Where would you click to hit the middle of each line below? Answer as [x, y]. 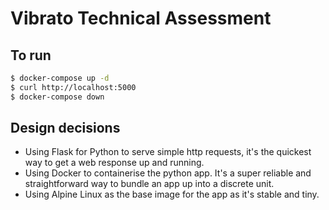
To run [31, 55]
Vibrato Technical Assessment [141, 18]
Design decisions [65, 128]
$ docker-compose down [57, 97]
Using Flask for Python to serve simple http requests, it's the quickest [168, 152]
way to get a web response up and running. [114, 163]
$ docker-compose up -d [60, 78]
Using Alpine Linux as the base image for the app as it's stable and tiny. [172, 194]
